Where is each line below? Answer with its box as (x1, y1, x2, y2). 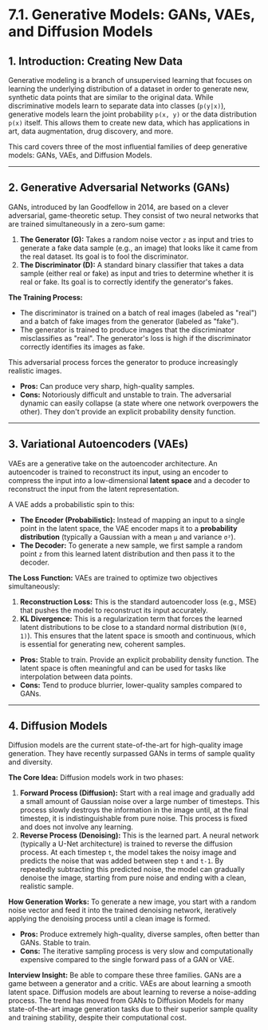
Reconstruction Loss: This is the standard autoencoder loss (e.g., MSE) (19, 596, 257, 606)
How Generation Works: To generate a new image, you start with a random (8, 897, 257, 907)
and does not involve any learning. (19, 822, 134, 832)
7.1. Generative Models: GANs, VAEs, (8, 6, 255, 24)
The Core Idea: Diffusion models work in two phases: (8, 773, 184, 782)
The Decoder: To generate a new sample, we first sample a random (19, 541, 243, 550)
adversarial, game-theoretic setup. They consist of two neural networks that (8, 210, 259, 220)
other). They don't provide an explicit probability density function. (19, 406, 236, 416)
